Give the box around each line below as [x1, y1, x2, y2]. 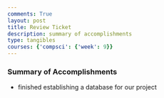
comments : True [7, 10, 53, 18]
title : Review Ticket [7, 23, 72, 31]
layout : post [7, 17, 46, 24]
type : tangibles [7, 37, 56, 44]
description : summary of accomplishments [7, 30, 133, 38]
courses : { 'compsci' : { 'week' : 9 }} [7, 43, 113, 50]
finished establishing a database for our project [17, 83, 157, 92]
